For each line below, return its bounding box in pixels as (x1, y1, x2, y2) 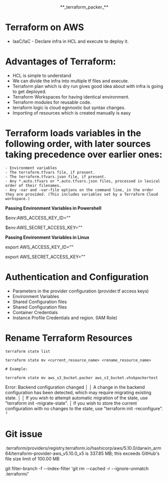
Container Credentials (12, 309, 58, 315)
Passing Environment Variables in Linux (5, 234, 90, 240)
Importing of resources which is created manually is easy (12, 110, 131, 116)
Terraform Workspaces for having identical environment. (12, 93, 130, 100)
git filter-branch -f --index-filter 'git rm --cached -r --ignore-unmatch (5, 465, 149, 471)
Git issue (5, 428, 43, 440)
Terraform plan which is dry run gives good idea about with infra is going (12, 83, 163, 89)
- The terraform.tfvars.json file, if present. (5, 174, 107, 179)
